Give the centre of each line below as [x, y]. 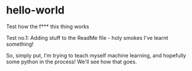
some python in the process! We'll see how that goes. [72, 62]
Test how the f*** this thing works [48, 26]
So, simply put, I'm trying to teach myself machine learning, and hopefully [96, 55]
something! [20, 44]
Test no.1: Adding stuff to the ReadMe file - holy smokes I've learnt [87, 38]
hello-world [36, 10]
